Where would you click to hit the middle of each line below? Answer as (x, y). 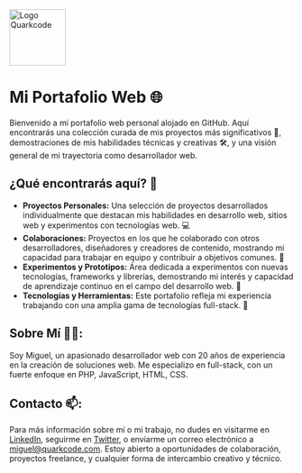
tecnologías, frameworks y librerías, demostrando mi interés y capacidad (158, 276)
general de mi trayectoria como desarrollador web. (104, 155)
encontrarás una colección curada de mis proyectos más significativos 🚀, (146, 132)
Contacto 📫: (46, 403)
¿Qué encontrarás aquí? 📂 (83, 184)
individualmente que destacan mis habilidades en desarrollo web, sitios (155, 214)
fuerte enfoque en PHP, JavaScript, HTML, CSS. (99, 374)
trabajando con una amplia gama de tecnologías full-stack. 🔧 (135, 305)
